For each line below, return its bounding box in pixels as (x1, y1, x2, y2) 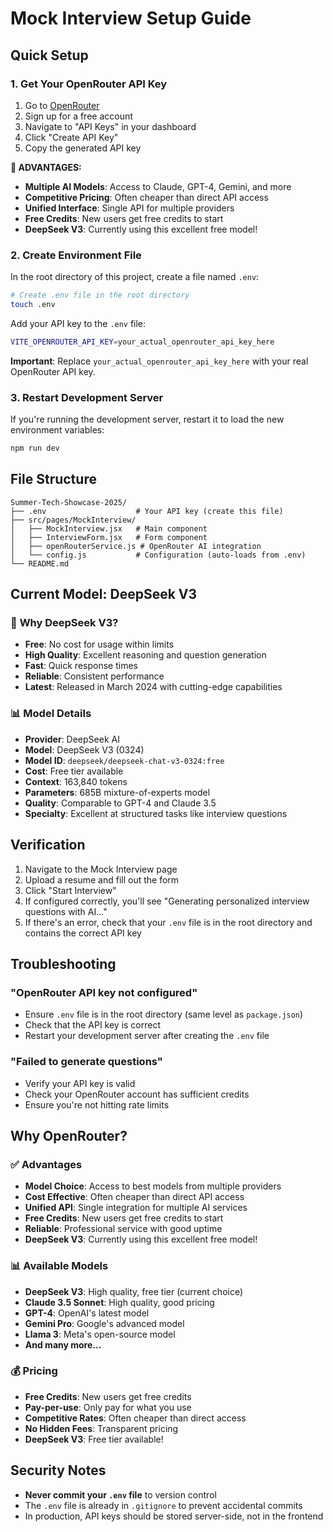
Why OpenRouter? (10, 1127, 128, 1144)
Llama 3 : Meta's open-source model (24, 1328, 176, 1340)
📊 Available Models (10, 1259, 109, 1273)
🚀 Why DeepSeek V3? (10, 616, 119, 630)
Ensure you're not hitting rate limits (24, 1098, 170, 1111)
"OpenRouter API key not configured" (10, 985, 198, 999)
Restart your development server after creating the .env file (24, 1030, 270, 1042)
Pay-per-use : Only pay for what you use (24, 1401, 192, 1413)
